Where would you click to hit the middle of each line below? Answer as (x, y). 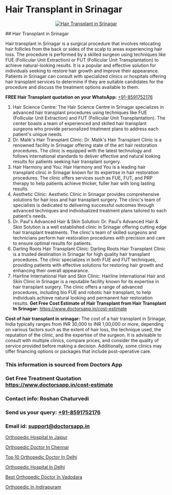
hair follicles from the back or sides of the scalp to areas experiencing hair (84, 49)
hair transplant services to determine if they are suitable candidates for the (84, 82)
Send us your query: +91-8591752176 (53, 412)
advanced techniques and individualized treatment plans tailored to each (90, 210)
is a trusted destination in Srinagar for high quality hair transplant (81, 254)
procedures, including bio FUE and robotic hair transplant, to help (82, 292)
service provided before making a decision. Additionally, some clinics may (84, 346)
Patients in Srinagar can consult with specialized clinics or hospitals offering (86, 76)
